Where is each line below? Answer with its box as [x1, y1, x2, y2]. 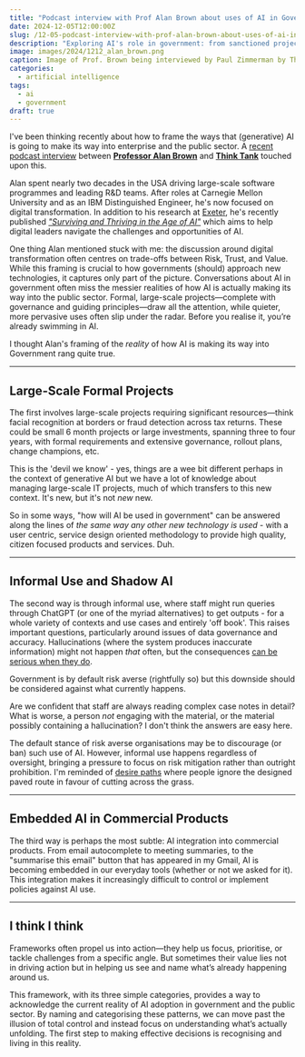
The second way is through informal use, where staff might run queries [9, 597, 275, 609]
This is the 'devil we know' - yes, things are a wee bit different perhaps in [9, 464, 283, 474]
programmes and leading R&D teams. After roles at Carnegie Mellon [9, 187, 263, 198]
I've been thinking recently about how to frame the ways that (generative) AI [9, 131, 295, 142]
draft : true [9, 106, 54, 115]
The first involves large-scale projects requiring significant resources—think [9, 407, 294, 418]
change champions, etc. [9, 446, 100, 457]
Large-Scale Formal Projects [9, 383, 174, 398]
